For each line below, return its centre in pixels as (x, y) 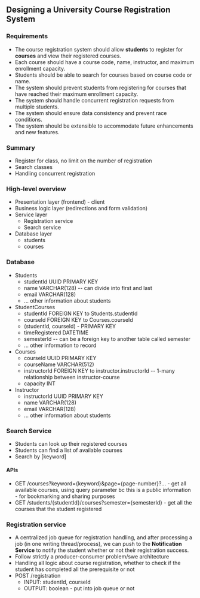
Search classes (33, 167)
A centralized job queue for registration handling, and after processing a (104, 537)
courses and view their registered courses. (68, 56)
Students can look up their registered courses (71, 443)
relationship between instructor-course (72, 377)
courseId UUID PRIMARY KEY (60, 358)
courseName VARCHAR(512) (59, 364)
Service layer (31, 215)
